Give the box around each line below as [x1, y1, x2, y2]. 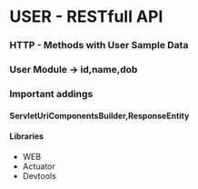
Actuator [22, 161, 56, 172]
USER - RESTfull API [9, 6, 163, 27]
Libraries [9, 131, 44, 142]
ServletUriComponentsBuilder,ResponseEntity [9, 110, 190, 121]
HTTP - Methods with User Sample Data [9, 39, 189, 52]
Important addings [9, 87, 94, 100]
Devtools [22, 170, 56, 181]
